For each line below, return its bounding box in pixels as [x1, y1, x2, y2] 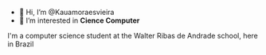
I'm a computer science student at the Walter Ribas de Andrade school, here [7, 31, 258, 40]
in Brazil [7, 39, 34, 49]
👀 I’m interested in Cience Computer [18, 16, 140, 25]
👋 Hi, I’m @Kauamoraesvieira [18, 8, 115, 16]
